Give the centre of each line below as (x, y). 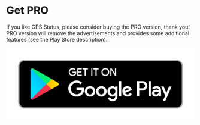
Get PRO (28, 10)
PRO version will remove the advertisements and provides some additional (98, 33)
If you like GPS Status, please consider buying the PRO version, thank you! (98, 27)
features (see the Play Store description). (57, 39)
